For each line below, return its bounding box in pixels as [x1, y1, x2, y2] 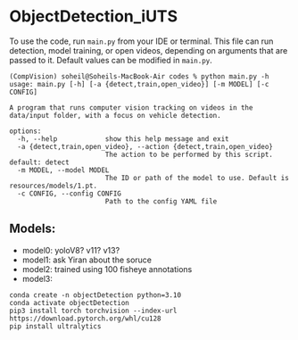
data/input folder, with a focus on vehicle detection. [9, 111, 221, 120]
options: [9, 127, 42, 136]
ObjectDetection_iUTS [9, 6, 178, 27]
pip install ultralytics [9, 321, 102, 331]
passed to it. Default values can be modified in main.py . [9, 54, 212, 65]
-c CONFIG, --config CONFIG [17, 189, 122, 198]
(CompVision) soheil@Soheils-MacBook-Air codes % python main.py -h [9, 71, 269, 81]
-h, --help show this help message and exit [17, 134, 229, 144]
